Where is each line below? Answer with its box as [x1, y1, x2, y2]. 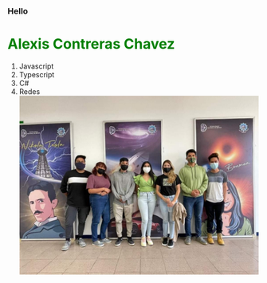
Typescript [18, 69, 55, 79]
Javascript [18, 61, 54, 71]
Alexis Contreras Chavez [7, 35, 175, 53]
